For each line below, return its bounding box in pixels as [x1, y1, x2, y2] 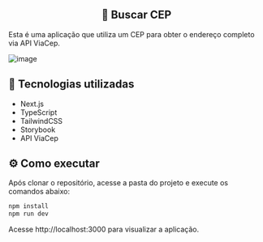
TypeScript [19, 107, 58, 117]
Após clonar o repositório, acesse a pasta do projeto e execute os [8, 178, 229, 188]
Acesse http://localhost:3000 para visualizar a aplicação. [8, 224, 200, 235]
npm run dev [8, 210, 49, 219]
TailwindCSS [19, 116, 63, 125]
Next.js [19, 99, 45, 108]
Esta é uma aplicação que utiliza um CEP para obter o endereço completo [8, 29, 255, 39]
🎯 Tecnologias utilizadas [8, 78, 135, 91]
